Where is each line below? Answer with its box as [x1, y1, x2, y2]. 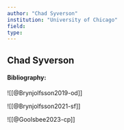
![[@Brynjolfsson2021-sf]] [7, 102, 81, 110]
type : [7, 29, 23, 36]
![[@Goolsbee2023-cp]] [7, 115, 75, 123]
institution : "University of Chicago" [7, 16, 118, 23]
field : [7, 23, 26, 29]
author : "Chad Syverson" [7, 10, 78, 17]
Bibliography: [7, 73, 47, 82]
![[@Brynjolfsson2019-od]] [7, 88, 83, 96]
